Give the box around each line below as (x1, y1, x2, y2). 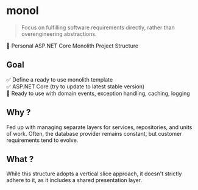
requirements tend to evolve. (6, 136, 79, 144)
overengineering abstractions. (21, 30, 97, 37)
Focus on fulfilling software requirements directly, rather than (21, 24, 175, 31)
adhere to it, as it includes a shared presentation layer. (6, 177, 143, 184)
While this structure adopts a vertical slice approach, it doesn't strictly (6, 170, 182, 177)
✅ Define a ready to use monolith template (6, 76, 113, 83)
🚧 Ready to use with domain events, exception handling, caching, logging (6, 90, 190, 97)
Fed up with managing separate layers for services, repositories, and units (6, 123, 193, 131)
